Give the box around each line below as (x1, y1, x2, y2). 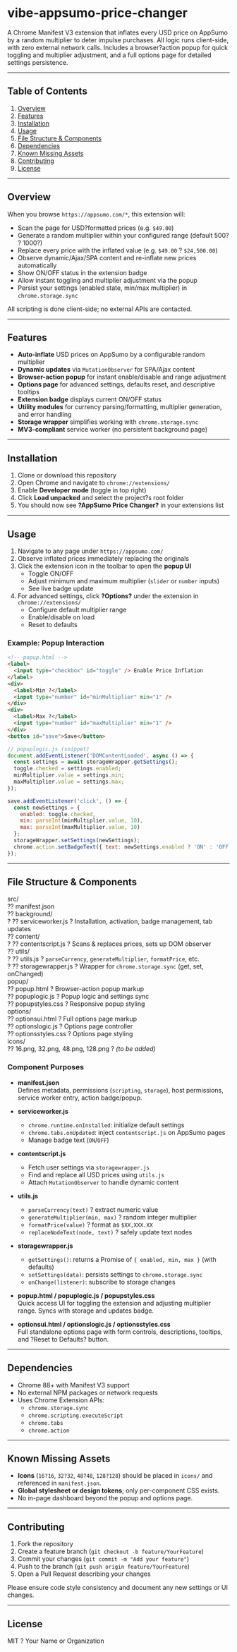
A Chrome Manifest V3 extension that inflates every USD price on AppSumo (7, 28, 228, 37)
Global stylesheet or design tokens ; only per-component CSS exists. (17, 1486, 220, 1495)
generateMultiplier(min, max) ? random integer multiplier (28, 1213, 197, 1221)
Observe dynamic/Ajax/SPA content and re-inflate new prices (17, 253, 197, 262)
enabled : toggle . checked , (20, 810, 97, 818)
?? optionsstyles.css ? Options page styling (7, 1030, 133, 1038)
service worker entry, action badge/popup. (17, 1093, 142, 1102)
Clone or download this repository (17, 471, 117, 480)
